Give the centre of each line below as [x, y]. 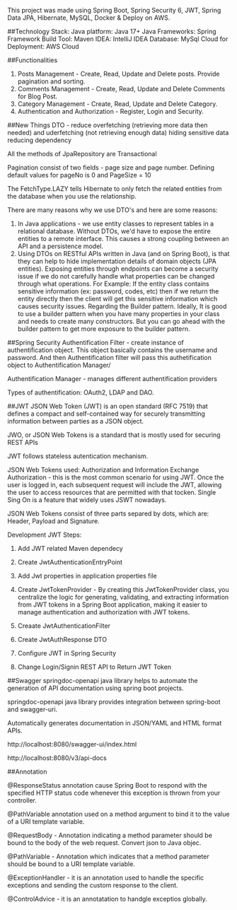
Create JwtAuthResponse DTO [62, 640]
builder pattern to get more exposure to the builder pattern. [104, 329]
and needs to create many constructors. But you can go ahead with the [121, 321]
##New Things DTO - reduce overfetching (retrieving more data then [108, 125]
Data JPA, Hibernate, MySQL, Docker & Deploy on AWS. [89, 18]
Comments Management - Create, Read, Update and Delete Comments [121, 89]
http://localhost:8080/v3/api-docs [57, 758]
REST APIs [23, 442]
